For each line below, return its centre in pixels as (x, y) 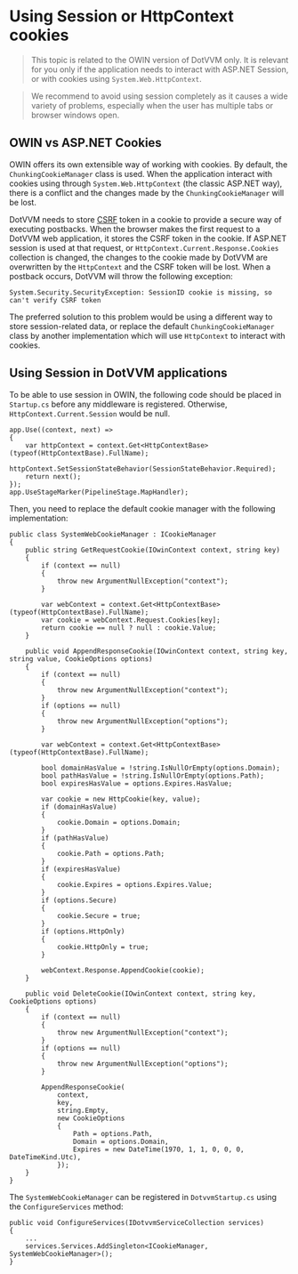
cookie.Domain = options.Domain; (118, 822)
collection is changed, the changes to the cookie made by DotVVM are (139, 257)
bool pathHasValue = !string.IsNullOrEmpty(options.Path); (153, 776)
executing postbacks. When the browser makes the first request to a (135, 229)
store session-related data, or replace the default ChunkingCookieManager (142, 326)
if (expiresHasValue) (81, 869)
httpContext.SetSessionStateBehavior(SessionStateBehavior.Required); (143, 469)
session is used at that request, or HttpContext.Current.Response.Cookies (144, 247)
